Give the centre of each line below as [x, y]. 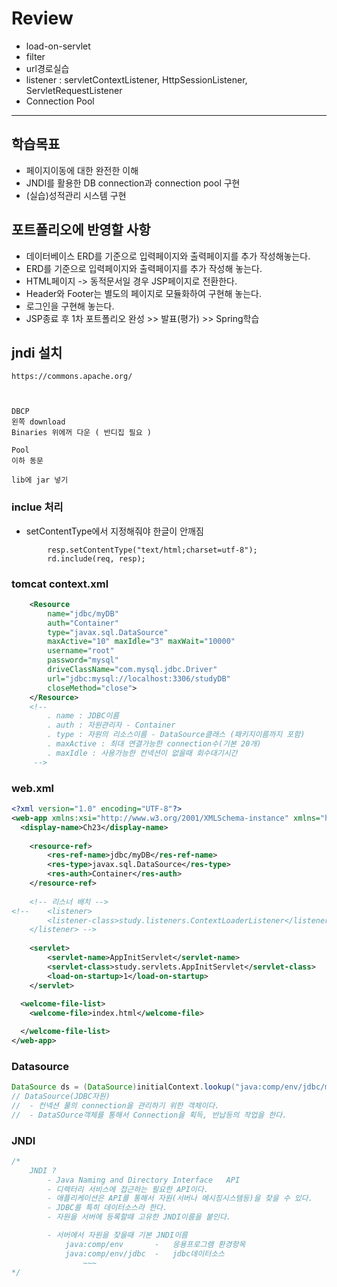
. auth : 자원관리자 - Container [111, 725]
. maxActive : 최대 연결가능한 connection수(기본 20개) [154, 744]
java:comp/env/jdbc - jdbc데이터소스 [145, 1253]
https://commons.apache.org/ [72, 377]
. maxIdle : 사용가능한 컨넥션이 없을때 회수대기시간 [142, 753]
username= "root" [81, 651]
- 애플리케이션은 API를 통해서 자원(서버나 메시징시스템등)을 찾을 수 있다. [180, 1198]
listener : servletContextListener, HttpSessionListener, [136, 79]
